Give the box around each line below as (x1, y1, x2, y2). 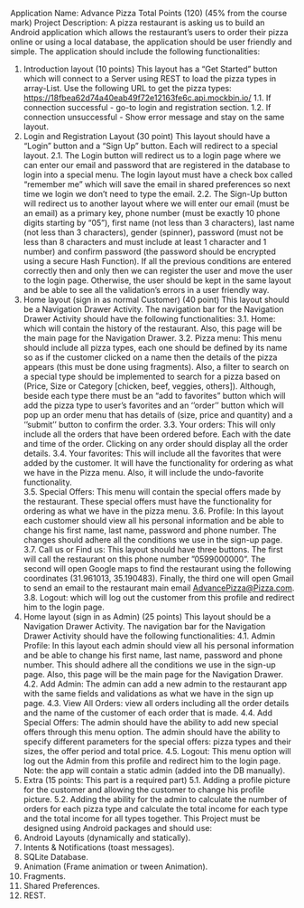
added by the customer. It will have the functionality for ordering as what (23, 458, 294, 468)
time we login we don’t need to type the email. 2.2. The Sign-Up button (23, 189, 288, 199)
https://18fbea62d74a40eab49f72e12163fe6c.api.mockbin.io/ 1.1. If (23, 92, 272, 103)
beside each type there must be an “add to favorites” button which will (23, 391, 286, 401)
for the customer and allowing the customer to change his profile (23, 784, 265, 795)
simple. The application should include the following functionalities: (10, 46, 261, 57)
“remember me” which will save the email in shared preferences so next (23, 179, 291, 189)
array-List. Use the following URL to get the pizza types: (23, 83, 233, 93)
